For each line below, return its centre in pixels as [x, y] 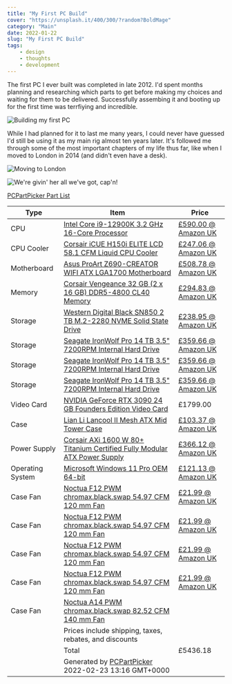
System [23, 477]
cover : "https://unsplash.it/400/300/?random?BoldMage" [89, 20]
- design [32, 52]
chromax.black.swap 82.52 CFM [116, 610]
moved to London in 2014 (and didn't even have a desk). [87, 155]
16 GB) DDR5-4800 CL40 [107, 292]
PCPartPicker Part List [39, 195]
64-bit [74, 477]
